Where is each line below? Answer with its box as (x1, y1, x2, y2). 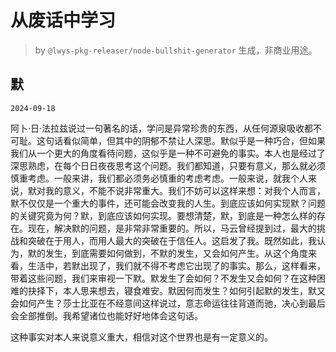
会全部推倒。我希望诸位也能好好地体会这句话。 (10, 309, 203, 321)
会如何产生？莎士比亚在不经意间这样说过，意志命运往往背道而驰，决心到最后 (10, 297, 326, 309)
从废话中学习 (10, 9, 117, 32)
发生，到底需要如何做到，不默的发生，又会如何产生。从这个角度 (44, 247, 308, 259)
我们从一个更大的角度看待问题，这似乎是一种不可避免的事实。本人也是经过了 (10, 147, 326, 159)
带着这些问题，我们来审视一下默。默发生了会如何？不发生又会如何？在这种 (10, 272, 317, 284)
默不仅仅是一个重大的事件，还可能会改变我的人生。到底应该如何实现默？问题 (10, 197, 326, 209)
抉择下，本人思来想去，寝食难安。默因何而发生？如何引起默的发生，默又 (27, 284, 326, 296)
